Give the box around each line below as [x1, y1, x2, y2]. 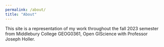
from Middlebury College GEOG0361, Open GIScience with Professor [5, 31, 148, 37]
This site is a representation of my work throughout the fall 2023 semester [5, 25, 159, 31]
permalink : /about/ [5, 7, 46, 12]
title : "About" [5, 12, 37, 17]
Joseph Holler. [5, 36, 35, 42]
